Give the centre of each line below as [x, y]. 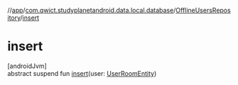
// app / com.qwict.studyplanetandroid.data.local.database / [92, 10]
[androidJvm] [27, 66]
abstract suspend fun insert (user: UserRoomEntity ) [82, 73]
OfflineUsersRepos [203, 10]
